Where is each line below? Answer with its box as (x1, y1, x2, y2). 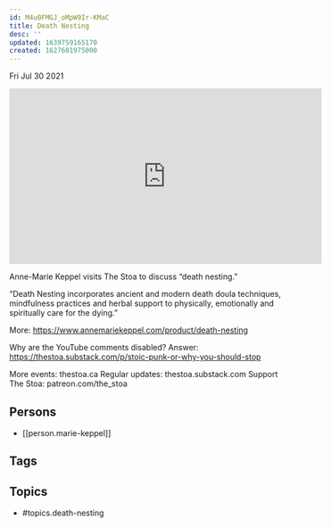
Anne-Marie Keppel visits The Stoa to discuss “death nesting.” (9, 271, 238, 282)
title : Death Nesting (9, 21, 90, 30)
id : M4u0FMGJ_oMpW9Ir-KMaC (9, 12, 110, 22)
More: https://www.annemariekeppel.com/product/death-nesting (9, 325, 248, 335)
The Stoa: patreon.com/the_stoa (9, 378, 128, 389)
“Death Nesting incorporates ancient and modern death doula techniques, (9, 289, 281, 300)
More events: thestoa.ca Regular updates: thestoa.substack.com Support (9, 369, 278, 380)
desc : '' (9, 29, 42, 38)
